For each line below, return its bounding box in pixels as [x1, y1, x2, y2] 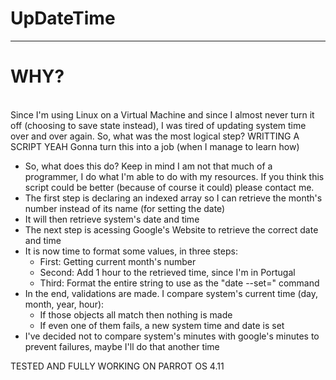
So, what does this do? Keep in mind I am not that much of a [24, 160, 273, 172]
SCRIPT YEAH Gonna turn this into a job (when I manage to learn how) [10, 140, 300, 152]
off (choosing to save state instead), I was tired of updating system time [10, 119, 307, 131]
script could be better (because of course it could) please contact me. [24, 181, 315, 193]
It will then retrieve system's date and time [24, 213, 200, 225]
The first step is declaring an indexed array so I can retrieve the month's [24, 192, 323, 204]
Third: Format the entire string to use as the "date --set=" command [39, 277, 320, 289]
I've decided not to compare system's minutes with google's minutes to [24, 330, 320, 342]
